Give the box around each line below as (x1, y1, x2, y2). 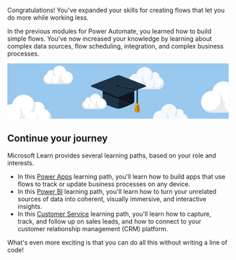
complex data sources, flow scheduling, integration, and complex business (7, 42, 224, 50)
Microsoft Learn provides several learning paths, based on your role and (7, 151, 216, 160)
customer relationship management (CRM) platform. (17, 224, 169, 233)
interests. (7, 158, 34, 167)
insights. (17, 202, 42, 210)
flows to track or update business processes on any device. (17, 179, 191, 188)
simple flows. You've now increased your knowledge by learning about (7, 34, 212, 43)
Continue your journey (7, 133, 108, 145)
